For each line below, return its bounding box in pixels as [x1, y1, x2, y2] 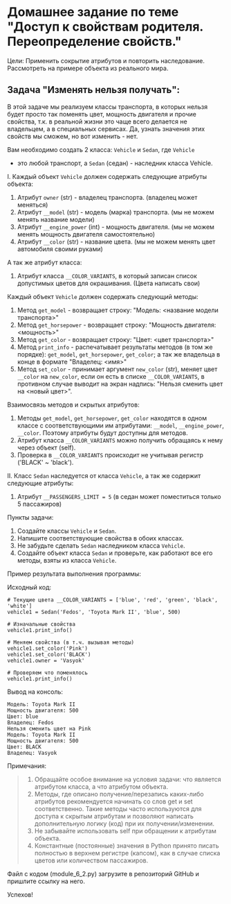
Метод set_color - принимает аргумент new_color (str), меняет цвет [17, 365, 218, 373]
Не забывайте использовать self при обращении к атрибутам [34, 826, 216, 835]
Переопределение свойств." [7, 34, 182, 49]
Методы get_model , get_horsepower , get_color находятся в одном [17, 413, 207, 422]
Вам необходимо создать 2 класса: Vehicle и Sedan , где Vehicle [7, 145, 195, 153]
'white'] [7, 602, 33, 609]
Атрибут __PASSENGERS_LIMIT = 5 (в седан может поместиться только [17, 492, 221, 500]
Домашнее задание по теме [7, 4, 179, 20]
